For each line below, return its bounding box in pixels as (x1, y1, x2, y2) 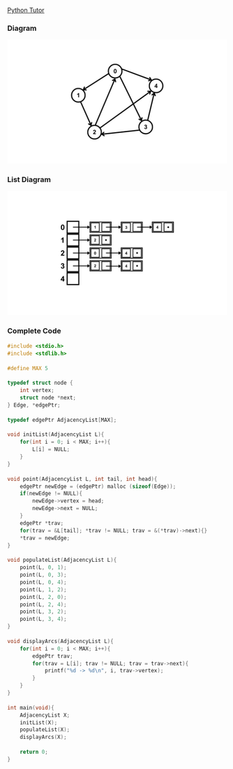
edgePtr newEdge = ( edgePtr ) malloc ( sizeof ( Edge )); (20, 483, 176, 490)
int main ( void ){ (7, 704, 54, 711)
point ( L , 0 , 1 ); (20, 564, 68, 571)
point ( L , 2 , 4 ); (20, 601, 68, 608)
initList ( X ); (20, 719, 58, 726)
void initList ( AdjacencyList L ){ (7, 431, 105, 438)
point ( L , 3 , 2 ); (20, 608, 68, 615)
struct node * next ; (20, 395, 77, 402)
